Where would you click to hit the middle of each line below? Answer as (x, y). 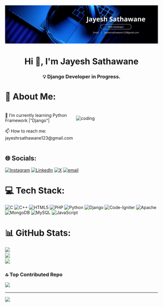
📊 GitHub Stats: (38, 233)
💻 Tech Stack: (35, 191)
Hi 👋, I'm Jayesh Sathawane (81, 62)
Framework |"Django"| (27, 121)
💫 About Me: (31, 97)
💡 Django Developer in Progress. (81, 77)
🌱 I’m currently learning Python (36, 115)
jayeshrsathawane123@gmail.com (39, 138)
